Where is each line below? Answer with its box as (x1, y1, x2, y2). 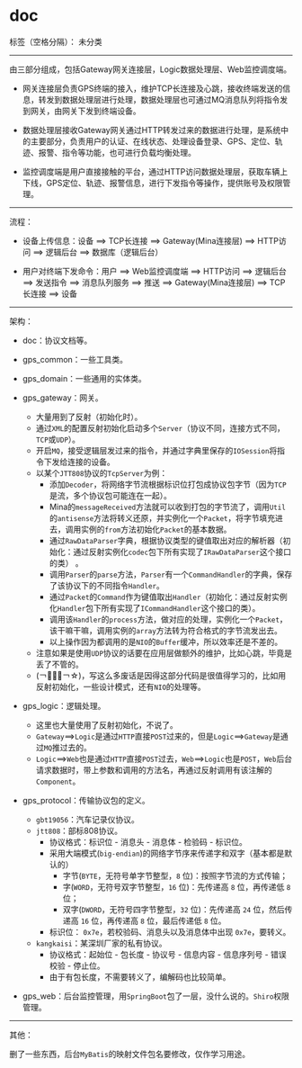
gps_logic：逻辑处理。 (22, 700, 106, 711)
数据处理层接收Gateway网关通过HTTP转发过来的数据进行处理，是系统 (22, 124, 281, 135)
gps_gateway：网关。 (22, 392, 103, 403)
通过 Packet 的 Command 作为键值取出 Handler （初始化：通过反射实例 (49, 591, 288, 602)
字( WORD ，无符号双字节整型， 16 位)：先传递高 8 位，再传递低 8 (62, 881, 291, 892)
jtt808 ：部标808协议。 (35, 825, 123, 836)
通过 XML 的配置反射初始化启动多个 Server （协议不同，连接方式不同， (35, 422, 286, 433)
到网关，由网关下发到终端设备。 (22, 105, 141, 116)
